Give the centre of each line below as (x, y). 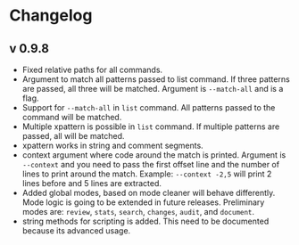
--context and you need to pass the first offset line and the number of (150, 164)
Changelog (51, 16)
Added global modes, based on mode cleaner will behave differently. (149, 193)
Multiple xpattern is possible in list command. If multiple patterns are (151, 127)
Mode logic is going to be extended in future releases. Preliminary (143, 202)
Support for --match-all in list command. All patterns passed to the (149, 107)
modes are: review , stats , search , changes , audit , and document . (138, 212)
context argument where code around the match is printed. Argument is (154, 155)
